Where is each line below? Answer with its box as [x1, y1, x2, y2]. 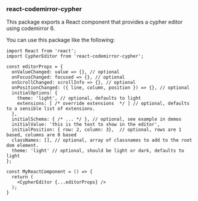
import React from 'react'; [6, 48, 77, 54]
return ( [11, 174, 34, 180]
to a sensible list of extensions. [6, 106, 96, 112]
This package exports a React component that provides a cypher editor [6, 19, 183, 26]
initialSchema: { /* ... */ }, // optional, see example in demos [11, 116, 182, 122]
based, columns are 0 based [6, 132, 77, 138]
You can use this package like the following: [6, 37, 116, 44]
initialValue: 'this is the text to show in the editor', [11, 122, 161, 128]
